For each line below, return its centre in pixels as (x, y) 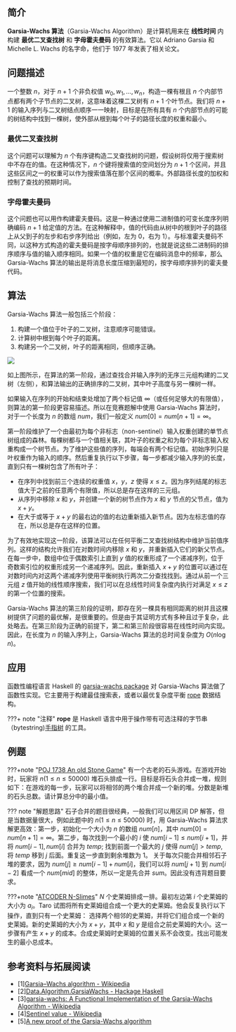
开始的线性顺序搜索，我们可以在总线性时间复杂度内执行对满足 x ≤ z (130, 584)
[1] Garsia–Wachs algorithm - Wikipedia (73, 984)
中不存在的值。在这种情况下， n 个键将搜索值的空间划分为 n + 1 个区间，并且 (117, 164)
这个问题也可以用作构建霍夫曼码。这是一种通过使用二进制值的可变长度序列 (115, 219)
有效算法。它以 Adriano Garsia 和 (166, 39)
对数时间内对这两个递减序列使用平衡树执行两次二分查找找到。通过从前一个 (115, 576)
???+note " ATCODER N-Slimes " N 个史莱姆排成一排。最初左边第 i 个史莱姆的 (118, 897)
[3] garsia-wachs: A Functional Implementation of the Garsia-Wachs (115, 999)
